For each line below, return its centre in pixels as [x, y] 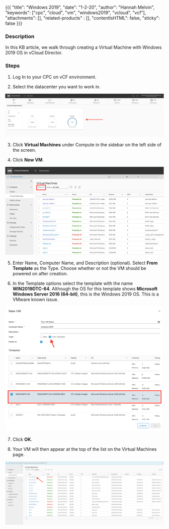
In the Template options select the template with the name [73, 283]
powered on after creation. [40, 273]
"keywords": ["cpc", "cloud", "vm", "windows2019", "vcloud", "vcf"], [76, 13]
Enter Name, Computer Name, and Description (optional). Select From [85, 263]
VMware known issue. [35, 299]
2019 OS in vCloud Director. [34, 53]
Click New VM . [28, 160]
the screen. [24, 150]
